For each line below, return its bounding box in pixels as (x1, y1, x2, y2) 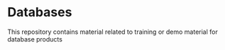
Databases (7, 4, 72, 20)
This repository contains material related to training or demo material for (7, 27, 218, 36)
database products (7, 35, 62, 43)
